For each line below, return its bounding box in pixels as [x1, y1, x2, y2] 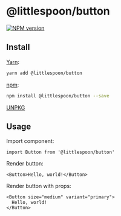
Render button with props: [6, 183, 71, 190]
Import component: [6, 138, 54, 145]
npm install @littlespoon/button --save [6, 92, 110, 99]
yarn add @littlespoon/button [6, 70, 83, 76]
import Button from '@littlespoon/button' [6, 149, 115, 156]
